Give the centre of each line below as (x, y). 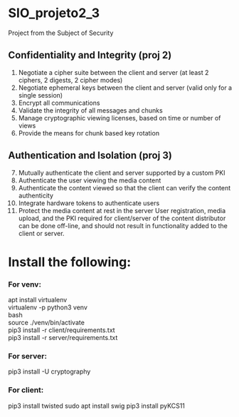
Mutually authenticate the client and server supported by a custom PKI (122, 173)
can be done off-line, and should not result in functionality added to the (123, 225)
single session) (41, 95)
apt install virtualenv (38, 300)
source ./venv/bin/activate (46, 323)
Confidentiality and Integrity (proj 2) (90, 55)
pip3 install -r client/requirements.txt (62, 330)
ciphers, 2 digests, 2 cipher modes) (70, 80)
